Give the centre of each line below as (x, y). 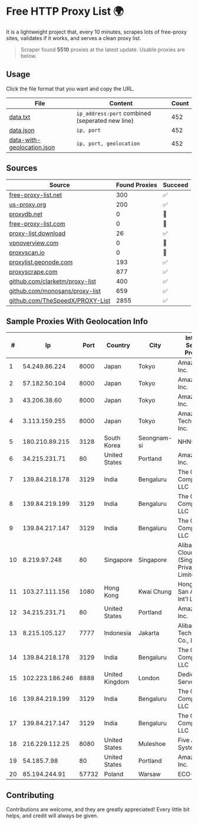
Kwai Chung (155, 592)
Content (121, 103)
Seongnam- (155, 438)
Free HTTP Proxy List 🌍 (65, 12)
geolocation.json (32, 147)
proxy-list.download (37, 233)
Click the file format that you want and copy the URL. (70, 89)
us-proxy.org (28, 204)
